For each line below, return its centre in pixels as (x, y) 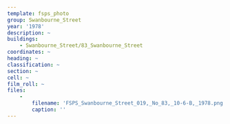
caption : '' (49, 110)
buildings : (23, 39)
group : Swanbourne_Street (44, 20)
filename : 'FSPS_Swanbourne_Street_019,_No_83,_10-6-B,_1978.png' (129, 103)
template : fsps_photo (38, 13)
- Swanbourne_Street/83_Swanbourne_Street (81, 45)
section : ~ (23, 71)
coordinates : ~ (29, 52)
